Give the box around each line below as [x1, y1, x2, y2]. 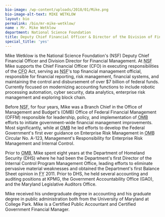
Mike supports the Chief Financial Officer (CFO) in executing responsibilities [5, 63, 159, 69]
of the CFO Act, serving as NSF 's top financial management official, [5, 68, 142, 74]
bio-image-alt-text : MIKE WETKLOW [5, 12, 76, 17]
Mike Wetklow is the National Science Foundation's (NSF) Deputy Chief [5, 53, 149, 58]
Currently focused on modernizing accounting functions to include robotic [5, 84, 156, 90]
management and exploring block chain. [5, 94, 87, 100]
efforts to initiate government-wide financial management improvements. [5, 119, 153, 125]
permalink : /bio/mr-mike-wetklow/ [5, 21, 76, 26]
